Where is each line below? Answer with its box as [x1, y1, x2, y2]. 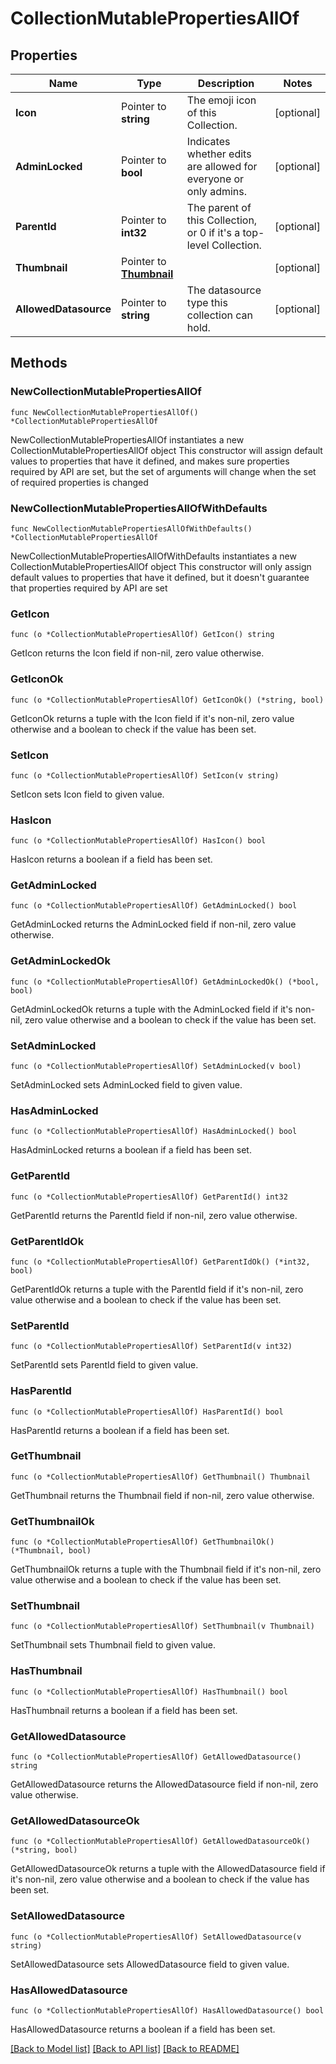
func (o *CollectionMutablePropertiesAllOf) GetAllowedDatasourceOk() [10, 1837, 311, 1847]
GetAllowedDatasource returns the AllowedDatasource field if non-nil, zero [10, 1778, 319, 1791]
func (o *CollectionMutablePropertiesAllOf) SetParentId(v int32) [10, 1342, 293, 1352]
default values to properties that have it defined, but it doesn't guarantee [10, 571, 310, 583]
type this [186, 296, 228, 309]
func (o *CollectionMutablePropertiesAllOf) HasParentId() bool [10, 1407, 284, 1417]
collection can [186, 308, 253, 322]
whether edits [186, 147, 252, 161]
